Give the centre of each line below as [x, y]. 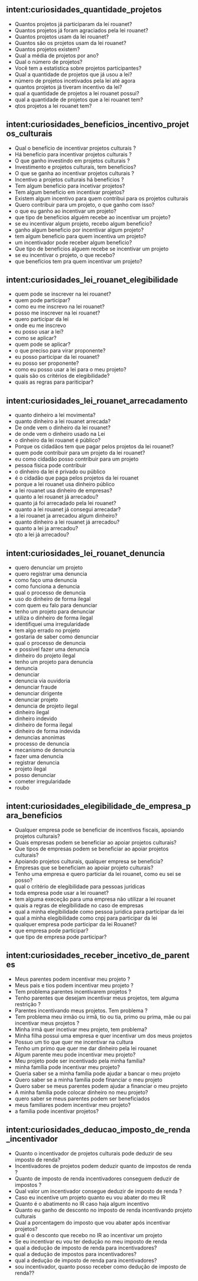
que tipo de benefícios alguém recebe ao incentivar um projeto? [92, 217]
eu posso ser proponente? [47, 363]
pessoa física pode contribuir [51, 465]
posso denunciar [35, 775]
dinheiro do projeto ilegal [45, 656]
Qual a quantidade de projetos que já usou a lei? [73, 74]
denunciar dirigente [39, 694]
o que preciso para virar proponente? [60, 351]
